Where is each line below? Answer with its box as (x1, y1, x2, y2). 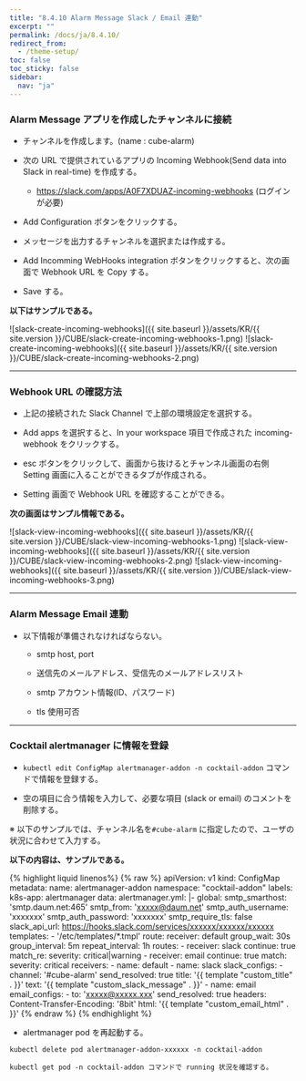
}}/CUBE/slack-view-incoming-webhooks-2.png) (9, 555, 193, 566)
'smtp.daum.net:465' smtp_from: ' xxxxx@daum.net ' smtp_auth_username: (9, 901, 289, 912)
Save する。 (22, 285, 68, 296)
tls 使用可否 (36, 705, 80, 716)
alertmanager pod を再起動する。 (22, 1026, 148, 1037)
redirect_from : (9, 38, 67, 48)
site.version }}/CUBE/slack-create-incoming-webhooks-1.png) (9, 333, 244, 344)
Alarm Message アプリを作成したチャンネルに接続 (9, 113, 232, 126)
